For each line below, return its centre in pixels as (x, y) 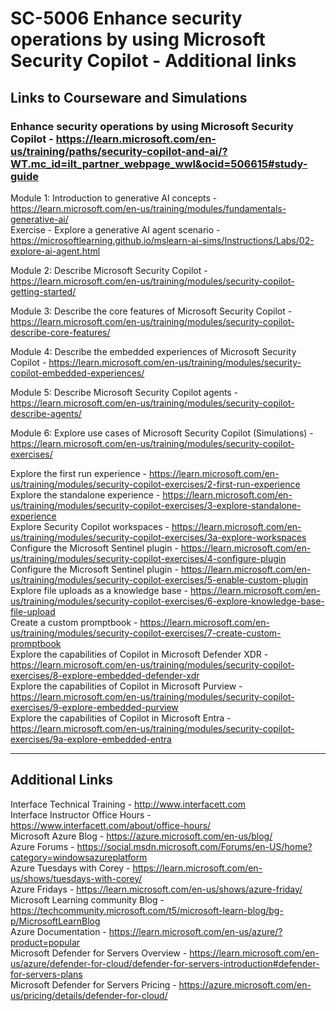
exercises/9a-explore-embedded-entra (91, 739)
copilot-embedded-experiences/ (77, 373)
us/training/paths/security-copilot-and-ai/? (119, 151)
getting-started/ (43, 291)
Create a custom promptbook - (74, 622)
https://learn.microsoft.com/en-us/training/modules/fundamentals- (148, 208)
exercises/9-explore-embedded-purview (94, 707)
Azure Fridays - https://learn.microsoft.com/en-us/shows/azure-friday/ (156, 889)
